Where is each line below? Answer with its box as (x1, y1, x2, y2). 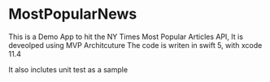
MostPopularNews (8, 5, 137, 24)
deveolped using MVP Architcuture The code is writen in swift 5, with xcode (8, 40, 263, 50)
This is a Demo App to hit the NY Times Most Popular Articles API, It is (8, 32, 244, 41)
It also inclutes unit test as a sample (8, 64, 128, 74)
